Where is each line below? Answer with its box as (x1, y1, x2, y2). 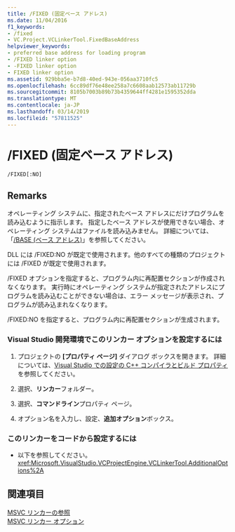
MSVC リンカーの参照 (7, 508, 70, 517)
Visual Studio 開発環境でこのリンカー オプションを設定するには (7, 335, 222, 345)
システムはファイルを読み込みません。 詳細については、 (51, 227, 213, 235)
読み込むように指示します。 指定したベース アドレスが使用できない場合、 (7, 218, 219, 227)
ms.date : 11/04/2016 (7, 17, 68, 24)
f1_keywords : (7, 23, 46, 30)
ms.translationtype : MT (7, 95, 77, 102)
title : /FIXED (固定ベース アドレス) (7, 10, 108, 18)
